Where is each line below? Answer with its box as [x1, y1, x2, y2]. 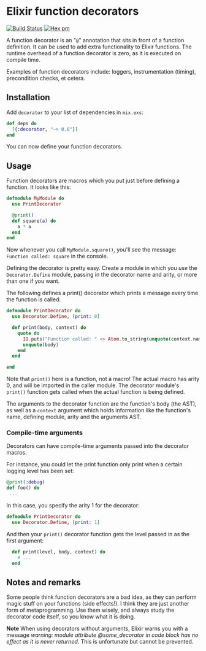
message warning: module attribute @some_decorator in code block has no [6, 631, 199, 639]
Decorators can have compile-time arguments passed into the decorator [6, 442, 189, 450]
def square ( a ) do [12, 218, 56, 224]
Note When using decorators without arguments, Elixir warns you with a [6, 625, 188, 633]
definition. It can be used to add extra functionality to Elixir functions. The [6, 43, 192, 50]
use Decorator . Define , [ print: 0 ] [12, 314, 100, 320]
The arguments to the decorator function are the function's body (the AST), [6, 400, 197, 407]
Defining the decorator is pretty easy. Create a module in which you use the [6, 264, 197, 272]
